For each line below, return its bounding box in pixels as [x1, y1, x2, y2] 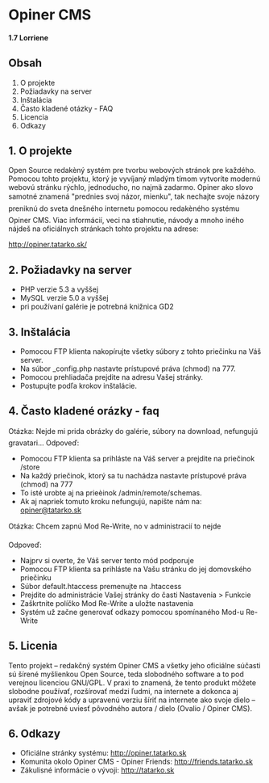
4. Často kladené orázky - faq [8, 404, 159, 418]
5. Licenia [8, 639, 58, 653]
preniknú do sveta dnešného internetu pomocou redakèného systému [8, 204, 240, 213]
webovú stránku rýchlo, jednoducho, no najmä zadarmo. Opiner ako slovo [8, 183, 254, 192]
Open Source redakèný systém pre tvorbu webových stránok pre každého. [8, 166, 256, 175]
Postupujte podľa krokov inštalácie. [19, 381, 137, 391]
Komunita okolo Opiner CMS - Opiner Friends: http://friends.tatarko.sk [19, 757, 254, 767]
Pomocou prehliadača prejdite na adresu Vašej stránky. [19, 373, 204, 382]
